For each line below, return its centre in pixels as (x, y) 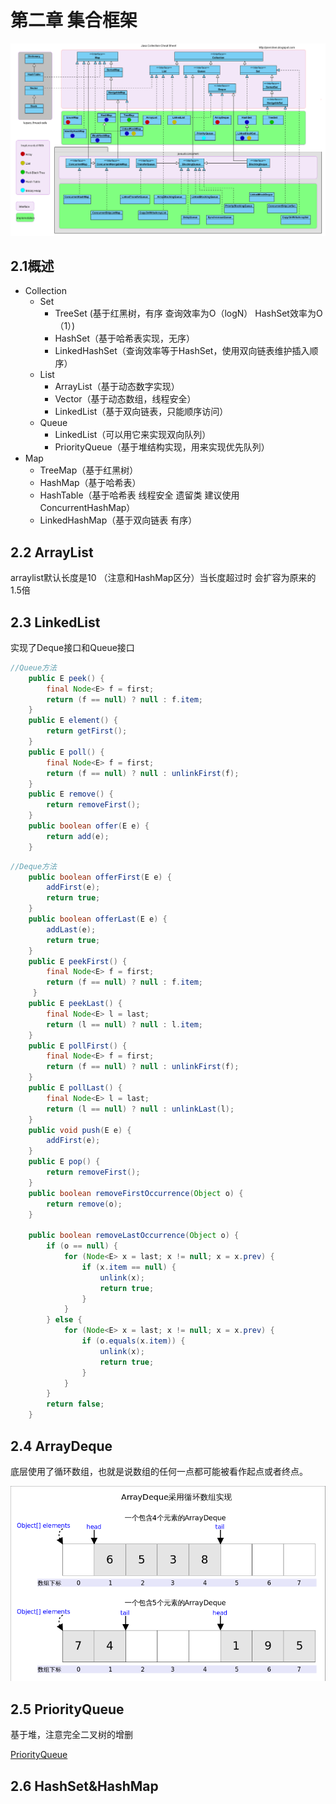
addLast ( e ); (71, 929)
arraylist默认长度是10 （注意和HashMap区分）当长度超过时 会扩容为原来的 (163, 578)
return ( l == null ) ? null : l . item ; (125, 1024)
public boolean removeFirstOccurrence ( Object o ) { (136, 1193)
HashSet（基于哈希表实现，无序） (125, 338)
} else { (64, 1320)
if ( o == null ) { (82, 1246)
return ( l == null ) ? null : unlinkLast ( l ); (140, 1109)
